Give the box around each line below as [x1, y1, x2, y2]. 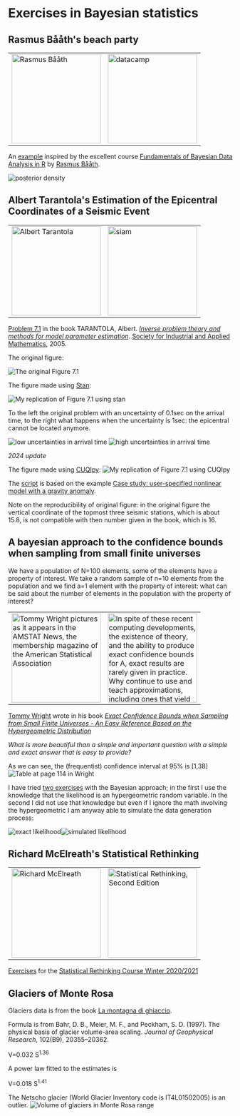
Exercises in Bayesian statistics [8, 5, 199, 21]
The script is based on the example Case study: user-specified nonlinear [8, 479, 221, 487]
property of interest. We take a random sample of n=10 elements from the [8, 574, 224, 582]
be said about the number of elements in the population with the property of [8, 589, 231, 597]
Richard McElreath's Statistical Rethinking [8, 848, 199, 861]
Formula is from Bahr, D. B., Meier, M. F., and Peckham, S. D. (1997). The [8, 1020, 220, 1029]
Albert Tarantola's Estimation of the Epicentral [8, 194, 218, 206]
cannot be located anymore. [8, 423, 91, 432]
